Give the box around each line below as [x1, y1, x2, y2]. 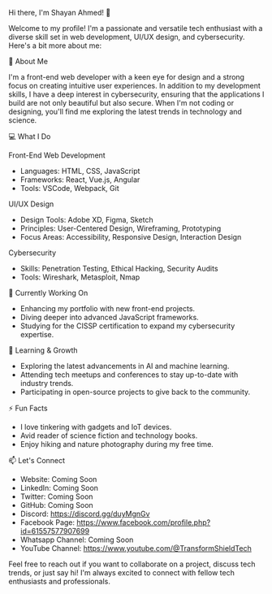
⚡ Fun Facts [8, 403, 48, 413]
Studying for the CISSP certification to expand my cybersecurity [19, 321, 235, 331]
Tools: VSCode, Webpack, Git [19, 184, 119, 193]
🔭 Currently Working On [8, 288, 89, 297]
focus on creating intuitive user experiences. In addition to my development [8, 81, 261, 90]
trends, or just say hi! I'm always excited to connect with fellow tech [8, 568, 235, 577]
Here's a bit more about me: [8, 41, 102, 50]
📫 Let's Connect [8, 456, 66, 465]
